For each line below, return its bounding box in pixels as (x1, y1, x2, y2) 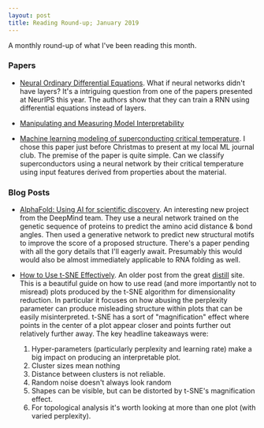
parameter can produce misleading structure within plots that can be (19, 304, 243, 314)
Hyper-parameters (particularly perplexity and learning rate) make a (31, 344, 252, 354)
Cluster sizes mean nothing (31, 361, 121, 370)
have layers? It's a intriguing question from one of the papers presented (19, 86, 253, 95)
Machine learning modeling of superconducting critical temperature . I (19, 133, 246, 143)
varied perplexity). (31, 411, 91, 421)
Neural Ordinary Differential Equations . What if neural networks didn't (19, 78, 246, 87)
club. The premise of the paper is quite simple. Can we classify (19, 151, 225, 160)
